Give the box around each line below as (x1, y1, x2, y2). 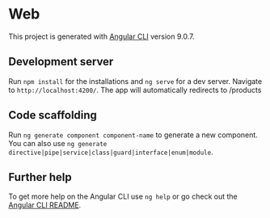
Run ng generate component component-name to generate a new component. (8, 130, 259, 140)
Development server (8, 55, 114, 69)
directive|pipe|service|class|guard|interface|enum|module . (8, 147, 213, 157)
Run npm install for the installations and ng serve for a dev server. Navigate (8, 76, 263, 86)
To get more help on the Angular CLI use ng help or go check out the (8, 191, 238, 202)
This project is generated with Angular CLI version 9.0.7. (8, 31, 195, 41)
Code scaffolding (8, 108, 97, 122)
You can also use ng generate (8, 138, 108, 148)
